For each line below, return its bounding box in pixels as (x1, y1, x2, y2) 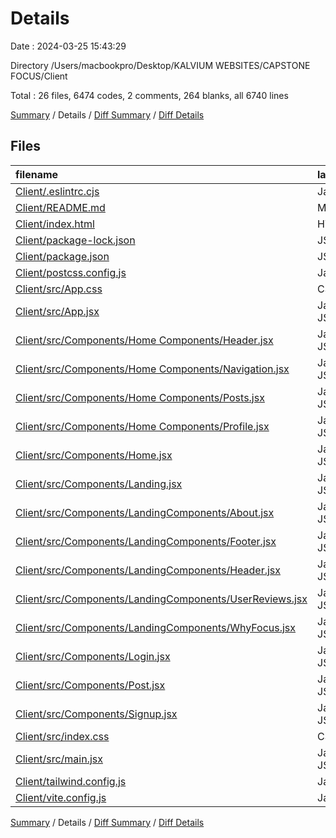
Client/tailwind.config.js (15, 774, 127, 788)
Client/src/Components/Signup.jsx (15, 707, 178, 721)
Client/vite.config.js (15, 790, 107, 804)
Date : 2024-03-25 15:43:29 (10, 40, 127, 52)
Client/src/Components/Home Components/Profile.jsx (15, 419, 270, 433)
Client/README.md (15, 200, 106, 214)
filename (15, 167, 59, 181)
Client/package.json (15, 249, 110, 263)
